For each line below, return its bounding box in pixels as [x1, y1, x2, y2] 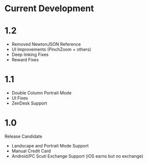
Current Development [4, 3, 94, 14]
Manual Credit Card [11, 148, 51, 154]
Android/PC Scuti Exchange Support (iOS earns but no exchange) [11, 153, 144, 159]
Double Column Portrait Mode [11, 90, 72, 96]
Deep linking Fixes [11, 52, 49, 57]
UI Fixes [11, 95, 28, 101]
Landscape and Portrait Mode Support [11, 143, 89, 148]
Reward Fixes [11, 57, 39, 63]
